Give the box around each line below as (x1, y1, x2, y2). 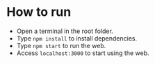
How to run (6, 4, 72, 20)
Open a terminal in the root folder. (16, 27, 114, 35)
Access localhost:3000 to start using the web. (16, 49, 149, 57)
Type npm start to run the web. (16, 41, 106, 50)
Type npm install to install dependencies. (16, 34, 137, 42)
